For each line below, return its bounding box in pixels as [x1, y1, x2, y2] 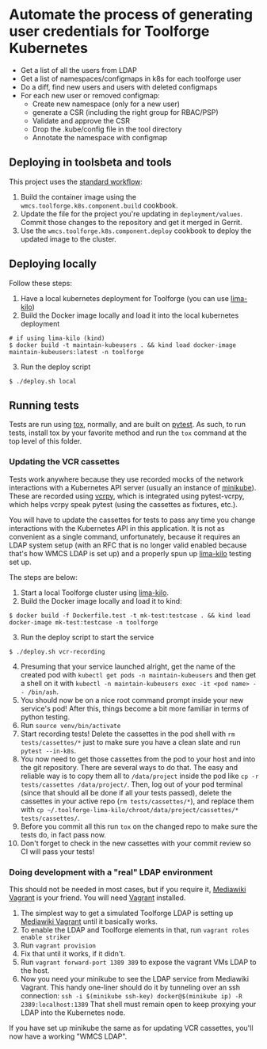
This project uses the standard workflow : [9, 177, 143, 186]
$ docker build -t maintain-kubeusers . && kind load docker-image [9, 341, 237, 349]
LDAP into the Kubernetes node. [20, 1008, 126, 1017]
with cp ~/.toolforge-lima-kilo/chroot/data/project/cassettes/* [20, 804, 239, 814]
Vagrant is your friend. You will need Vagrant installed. [9, 893, 186, 902]
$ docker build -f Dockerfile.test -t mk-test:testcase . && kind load [9, 612, 250, 620]
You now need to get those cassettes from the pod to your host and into [20, 754, 256, 764]
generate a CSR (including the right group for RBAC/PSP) [32, 107, 219, 116]
